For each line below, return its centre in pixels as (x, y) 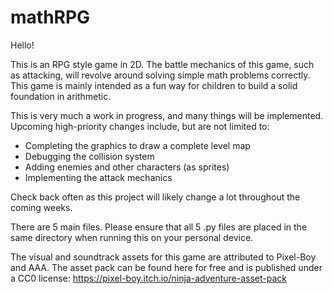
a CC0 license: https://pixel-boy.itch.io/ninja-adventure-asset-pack (148, 278)
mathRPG (50, 17)
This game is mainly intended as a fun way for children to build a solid (154, 85)
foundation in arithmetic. (61, 96)
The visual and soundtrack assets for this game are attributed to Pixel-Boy (163, 257)
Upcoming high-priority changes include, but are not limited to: (140, 126)
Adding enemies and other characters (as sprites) (127, 167)
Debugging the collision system (89, 156)
